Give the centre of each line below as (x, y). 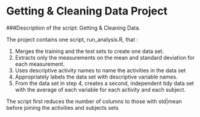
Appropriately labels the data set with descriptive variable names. (96, 77)
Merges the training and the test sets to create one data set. (89, 51)
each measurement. (40, 64)
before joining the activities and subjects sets (62, 107)
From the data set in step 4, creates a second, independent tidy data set (104, 83)
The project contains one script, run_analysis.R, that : (72, 39)
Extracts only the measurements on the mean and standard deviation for (105, 57)
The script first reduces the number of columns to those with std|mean (94, 101)
